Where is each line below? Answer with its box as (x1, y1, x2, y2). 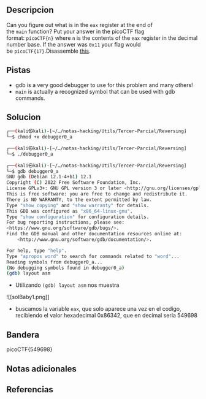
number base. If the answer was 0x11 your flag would (6, 40, 141, 48)
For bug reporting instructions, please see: (6, 219, 124, 226)
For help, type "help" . (6, 248, 67, 254)
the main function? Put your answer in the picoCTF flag (6, 28, 145, 35)
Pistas (6, 65, 31, 75)
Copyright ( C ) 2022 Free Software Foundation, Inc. (6, 180, 141, 186)
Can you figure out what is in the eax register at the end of (6, 21, 153, 28)
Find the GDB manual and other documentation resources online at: (6, 231, 183, 237)
